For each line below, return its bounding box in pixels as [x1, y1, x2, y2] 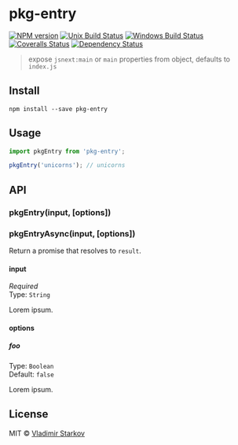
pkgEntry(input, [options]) [9, 206, 112, 217]
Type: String [9, 290, 50, 299]
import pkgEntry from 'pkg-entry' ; [9, 147, 126, 155]
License [9, 407, 49, 421]
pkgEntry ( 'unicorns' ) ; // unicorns [9, 161, 126, 169]
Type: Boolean [9, 361, 54, 370]
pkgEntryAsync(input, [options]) [9, 228, 136, 239]
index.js [27, 62, 57, 71]
